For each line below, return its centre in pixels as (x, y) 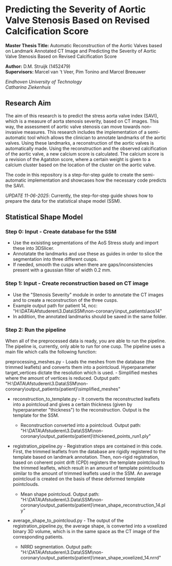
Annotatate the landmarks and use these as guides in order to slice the (88, 254)
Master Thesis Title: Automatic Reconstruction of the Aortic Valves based (84, 45)
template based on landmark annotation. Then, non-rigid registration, (86, 457)
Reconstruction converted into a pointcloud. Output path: (81, 425)
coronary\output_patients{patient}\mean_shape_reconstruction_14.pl (93, 505)
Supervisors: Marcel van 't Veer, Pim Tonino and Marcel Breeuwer (76, 72)
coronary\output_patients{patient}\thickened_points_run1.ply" (85, 436)
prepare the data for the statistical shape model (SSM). (63, 201)
